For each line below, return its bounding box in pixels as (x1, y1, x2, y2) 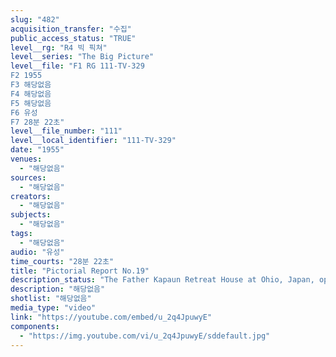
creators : (10, 191, 52, 201)
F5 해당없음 (10, 98, 52, 108)
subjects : (10, 210, 52, 220)
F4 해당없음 (10, 89, 52, 99)
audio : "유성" (10, 247, 65, 257)
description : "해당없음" (10, 284, 106, 295)
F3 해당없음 (10, 80, 52, 90)
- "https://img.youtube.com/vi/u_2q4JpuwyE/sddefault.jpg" (19, 331, 271, 341)
